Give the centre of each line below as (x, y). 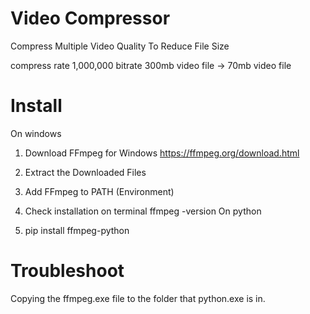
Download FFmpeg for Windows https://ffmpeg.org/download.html (162, 153)
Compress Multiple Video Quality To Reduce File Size (120, 46)
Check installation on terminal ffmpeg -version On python (143, 211)
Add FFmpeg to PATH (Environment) (99, 191)
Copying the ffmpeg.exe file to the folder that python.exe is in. (138, 298)
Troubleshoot (67, 271)
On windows (36, 133)
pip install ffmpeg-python (77, 230)
